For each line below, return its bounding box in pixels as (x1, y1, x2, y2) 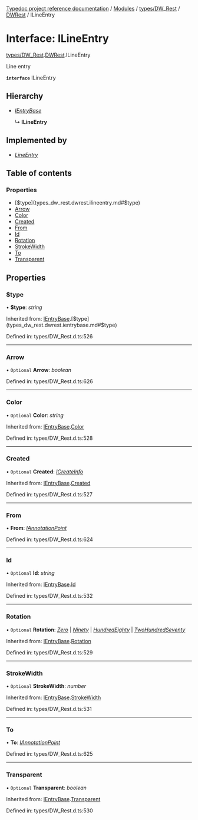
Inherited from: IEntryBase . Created (6, 479, 91, 486)
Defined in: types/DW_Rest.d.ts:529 (6, 648, 93, 656)
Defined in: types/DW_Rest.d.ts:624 (6, 536, 93, 543)
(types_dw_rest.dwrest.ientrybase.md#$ (6, 321, 105, 328)
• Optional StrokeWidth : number (6, 683, 87, 690)
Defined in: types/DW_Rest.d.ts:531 (6, 706, 93, 713)
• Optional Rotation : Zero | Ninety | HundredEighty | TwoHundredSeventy (6, 626, 186, 633)
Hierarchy (6, 91, 44, 101)
